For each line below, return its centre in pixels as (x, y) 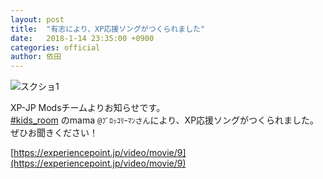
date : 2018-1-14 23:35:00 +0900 (82, 38)
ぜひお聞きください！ (54, 133)
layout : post (37, 19)
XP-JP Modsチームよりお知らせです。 (88, 108)
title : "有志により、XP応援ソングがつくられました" (108, 29)
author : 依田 (36, 57)
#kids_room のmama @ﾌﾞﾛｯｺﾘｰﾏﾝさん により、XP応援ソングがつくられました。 (165, 120)
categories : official (55, 47)
